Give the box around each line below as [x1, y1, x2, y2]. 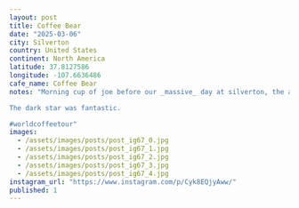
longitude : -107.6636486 [9, 71, 101, 80]
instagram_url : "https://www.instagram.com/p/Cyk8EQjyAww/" [9, 177, 238, 187]
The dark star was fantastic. [9, 103, 122, 112]
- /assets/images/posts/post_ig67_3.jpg [17, 161, 169, 170]
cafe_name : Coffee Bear [9, 79, 98, 88]
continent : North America [9, 54, 105, 63]
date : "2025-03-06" [9, 29, 82, 38]
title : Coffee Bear [9, 21, 82, 30]
